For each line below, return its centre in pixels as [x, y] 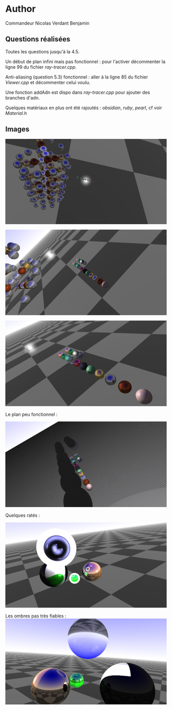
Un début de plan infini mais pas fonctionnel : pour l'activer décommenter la [85, 62]
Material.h [16, 113]
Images [17, 129]
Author [20, 9]
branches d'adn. [23, 97]
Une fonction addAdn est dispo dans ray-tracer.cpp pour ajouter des [78, 92]
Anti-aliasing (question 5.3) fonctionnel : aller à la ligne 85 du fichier [77, 77]
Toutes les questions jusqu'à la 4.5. [42, 51]
